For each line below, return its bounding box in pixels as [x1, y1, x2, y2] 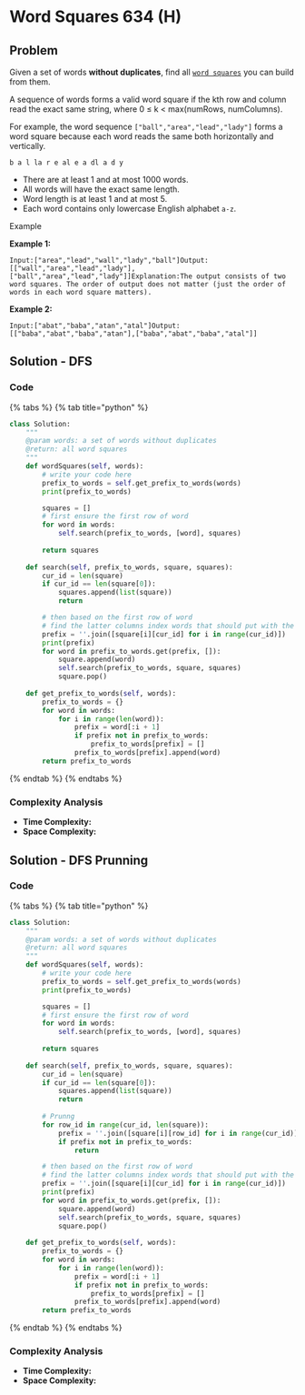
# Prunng [42, 1112, 75, 1121]
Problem [9, 43, 59, 58]
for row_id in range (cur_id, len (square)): [42, 1120, 209, 1129]
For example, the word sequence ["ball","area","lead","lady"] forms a [9, 121, 283, 132]
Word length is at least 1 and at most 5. [22, 194, 168, 204]
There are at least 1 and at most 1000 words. [22, 175, 189, 185]
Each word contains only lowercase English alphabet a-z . [22, 203, 237, 214]
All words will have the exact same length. [22, 184, 180, 195]
